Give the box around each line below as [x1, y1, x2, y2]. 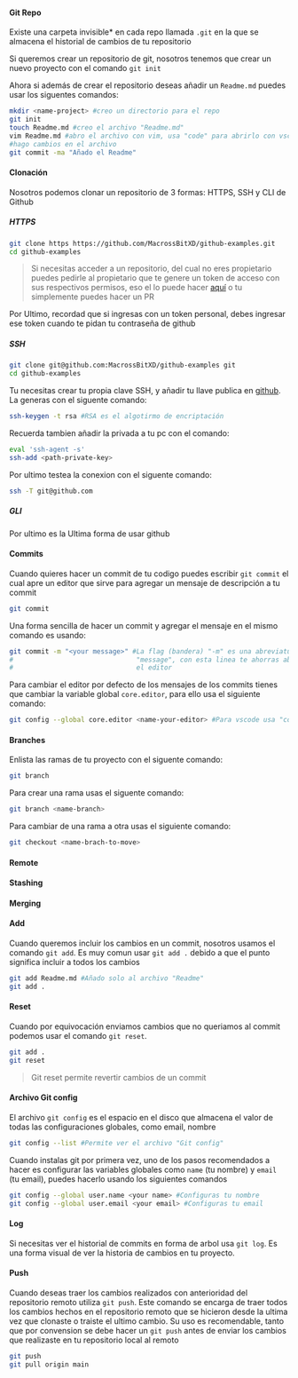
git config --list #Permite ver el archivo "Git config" [9, 1138, 224, 1147]
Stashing [9, 877, 43, 888]
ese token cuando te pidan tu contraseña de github [9, 318, 196, 329]
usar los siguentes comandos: [9, 90, 120, 100]
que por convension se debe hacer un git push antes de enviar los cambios [9, 1325, 286, 1335]
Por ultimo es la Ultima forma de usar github [9, 528, 170, 539]
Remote [9, 857, 39, 867]
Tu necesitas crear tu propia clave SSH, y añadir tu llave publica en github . [9, 385, 281, 396]
